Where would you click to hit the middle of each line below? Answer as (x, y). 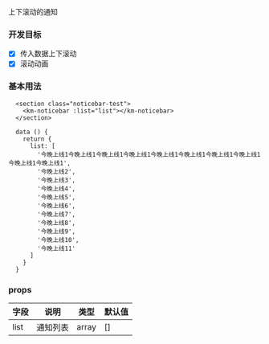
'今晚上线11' (57, 248)
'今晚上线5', (57, 197)
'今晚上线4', (57, 188)
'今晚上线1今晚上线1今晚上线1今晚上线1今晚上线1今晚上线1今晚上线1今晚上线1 (149, 154)
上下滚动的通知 (33, 12)
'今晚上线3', (57, 180)
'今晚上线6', (57, 206)
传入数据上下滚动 (48, 54)
